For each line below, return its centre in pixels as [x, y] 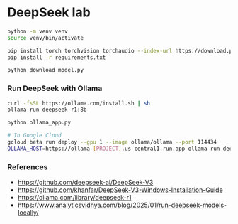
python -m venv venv [38, 31]
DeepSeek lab [49, 12]
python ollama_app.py [39, 123]
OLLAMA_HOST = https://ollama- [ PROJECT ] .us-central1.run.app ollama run [114, 149]
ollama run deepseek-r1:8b [47, 110]
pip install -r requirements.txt [57, 58]
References [28, 166]
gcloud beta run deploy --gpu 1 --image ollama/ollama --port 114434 [112, 142]
